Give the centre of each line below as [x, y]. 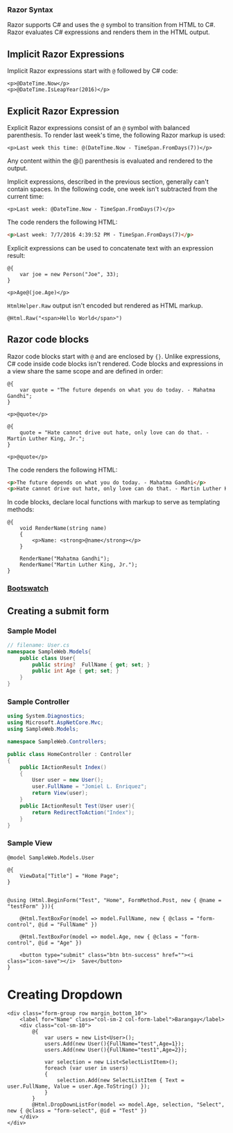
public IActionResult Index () [63, 767]
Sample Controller [38, 702]
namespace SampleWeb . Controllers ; [57, 742]
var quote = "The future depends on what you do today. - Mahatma [118, 390]
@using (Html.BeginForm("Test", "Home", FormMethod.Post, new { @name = [114, 900]
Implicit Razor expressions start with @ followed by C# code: [93, 71]
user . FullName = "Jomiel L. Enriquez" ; [90, 787]
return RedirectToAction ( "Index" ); [84, 812]
